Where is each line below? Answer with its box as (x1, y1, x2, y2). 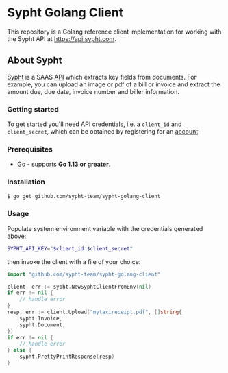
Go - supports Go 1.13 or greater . (16, 160, 111, 169)
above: (7, 232, 27, 240)
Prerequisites (7, 144, 53, 154)
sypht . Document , (19, 321, 66, 328)
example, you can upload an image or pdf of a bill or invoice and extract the (7, 80, 220, 88)
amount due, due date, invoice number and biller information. (7, 87, 180, 95)
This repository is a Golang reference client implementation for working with (7, 27, 222, 36)
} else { (7, 347, 32, 354)
